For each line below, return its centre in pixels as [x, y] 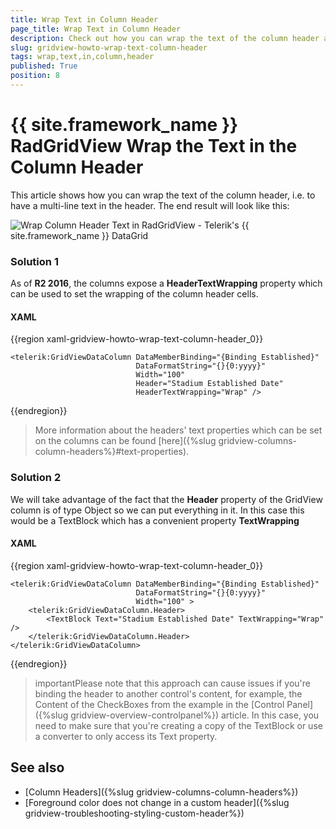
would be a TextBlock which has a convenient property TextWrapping [155, 520]
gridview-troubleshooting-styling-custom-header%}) [134, 813]
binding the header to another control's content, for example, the [168, 693]
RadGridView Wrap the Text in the [154, 146]
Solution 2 [36, 478]
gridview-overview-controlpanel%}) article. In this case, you [195, 715]
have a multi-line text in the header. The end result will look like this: [150, 205]
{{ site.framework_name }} [124, 125]
